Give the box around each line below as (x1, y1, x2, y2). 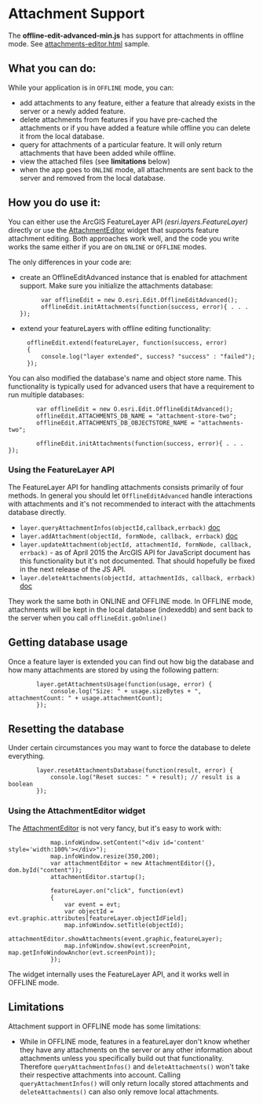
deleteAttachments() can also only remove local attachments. (19, 1087, 220, 1096)
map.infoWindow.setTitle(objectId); (64, 921, 184, 929)
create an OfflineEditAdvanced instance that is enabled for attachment (19, 272, 247, 282)
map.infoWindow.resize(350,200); (49, 852, 159, 860)
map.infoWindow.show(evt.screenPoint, (64, 941, 192, 950)
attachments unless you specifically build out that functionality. (19, 1053, 224, 1062)
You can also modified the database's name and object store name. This (8, 373, 242, 382)
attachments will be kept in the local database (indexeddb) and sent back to (8, 605, 254, 614)
